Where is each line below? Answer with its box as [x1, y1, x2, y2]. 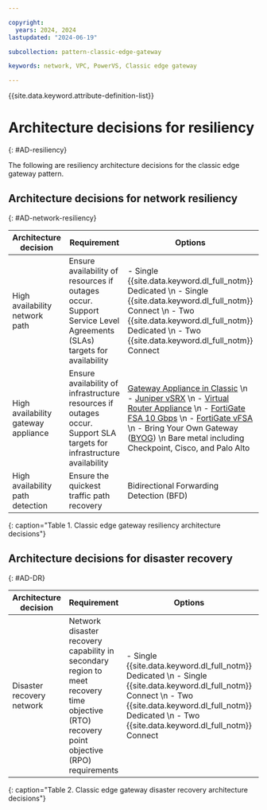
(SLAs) [68, 335, 95, 346]
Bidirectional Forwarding [127, 480, 219, 491]
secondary [68, 655, 109, 666]
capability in [68, 645, 114, 656]
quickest [68, 480, 101, 491]
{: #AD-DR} [8, 573, 46, 582]
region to [68, 665, 103, 676]
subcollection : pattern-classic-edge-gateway [8, 48, 161, 56]
